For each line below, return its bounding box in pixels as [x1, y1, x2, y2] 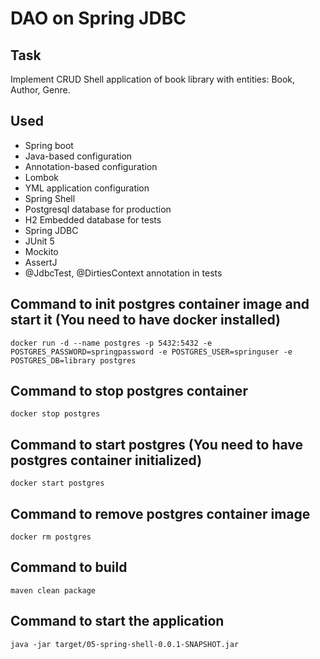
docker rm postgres [10, 532, 92, 542]
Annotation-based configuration [24, 160, 158, 172]
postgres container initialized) [10, 452, 203, 469]
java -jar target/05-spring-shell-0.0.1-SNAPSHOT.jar [10, 639, 240, 649]
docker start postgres [10, 478, 105, 489]
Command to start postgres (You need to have [10, 436, 304, 453]
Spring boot [24, 139, 74, 151]
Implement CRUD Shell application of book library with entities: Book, [10, 73, 296, 85]
